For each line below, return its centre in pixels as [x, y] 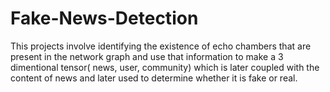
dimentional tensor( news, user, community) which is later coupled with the [165, 67]
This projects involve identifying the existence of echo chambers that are [161, 46]
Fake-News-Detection [104, 18]
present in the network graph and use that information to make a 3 [147, 56]
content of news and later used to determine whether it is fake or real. [154, 78]
